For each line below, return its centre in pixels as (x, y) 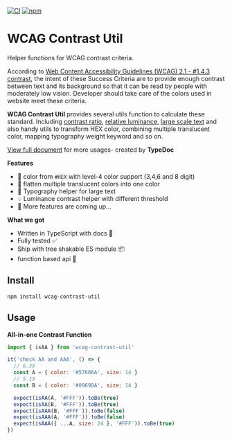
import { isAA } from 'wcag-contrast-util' (71, 347)
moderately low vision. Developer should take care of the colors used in (110, 93)
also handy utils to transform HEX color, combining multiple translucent (108, 129)
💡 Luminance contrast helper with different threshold (92, 198)
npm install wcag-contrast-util (54, 297)
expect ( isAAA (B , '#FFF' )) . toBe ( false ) (70, 411)
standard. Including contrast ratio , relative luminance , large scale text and (112, 121)
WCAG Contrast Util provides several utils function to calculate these (106, 114)
